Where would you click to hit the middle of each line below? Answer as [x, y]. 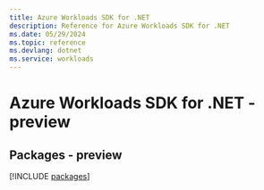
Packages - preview [66, 155]
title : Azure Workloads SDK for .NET [80, 17]
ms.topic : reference [48, 42]
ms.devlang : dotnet [46, 51]
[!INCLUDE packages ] [50, 176]
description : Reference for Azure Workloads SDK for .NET [119, 26]
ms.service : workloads [51, 59]
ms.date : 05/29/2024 [48, 34]
